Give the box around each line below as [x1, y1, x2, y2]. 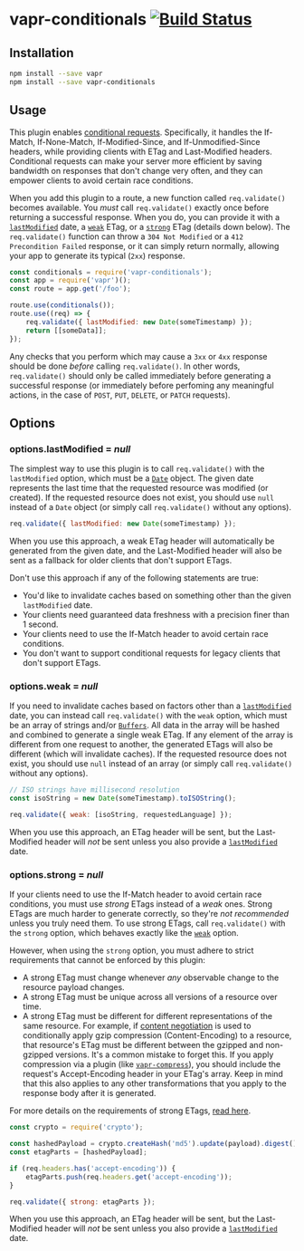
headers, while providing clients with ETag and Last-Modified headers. [9, 146, 273, 157]
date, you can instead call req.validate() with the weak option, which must [9, 710, 288, 721]
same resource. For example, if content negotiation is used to [22, 1020, 252, 1032]
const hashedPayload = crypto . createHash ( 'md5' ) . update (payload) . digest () [9, 1140, 298, 1149]
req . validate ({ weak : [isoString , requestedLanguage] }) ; [9, 811, 233, 820]
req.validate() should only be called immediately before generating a [9, 370, 271, 380]
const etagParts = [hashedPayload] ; [9, 1148, 147, 1157]
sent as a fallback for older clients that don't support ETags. [9, 555, 233, 566]
